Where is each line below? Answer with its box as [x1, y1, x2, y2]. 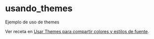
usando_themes [5, 3, 73, 14]
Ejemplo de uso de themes [5, 19, 59, 25]
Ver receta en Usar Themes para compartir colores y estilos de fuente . [5, 28, 150, 34]
